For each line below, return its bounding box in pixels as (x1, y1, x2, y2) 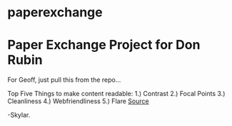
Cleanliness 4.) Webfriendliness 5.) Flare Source (7, 97, 149, 105)
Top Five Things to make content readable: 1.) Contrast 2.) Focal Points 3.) (7, 90, 226, 98)
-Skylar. (7, 111, 31, 120)
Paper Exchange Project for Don (7, 37, 201, 53)
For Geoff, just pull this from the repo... (7, 75, 121, 84)
